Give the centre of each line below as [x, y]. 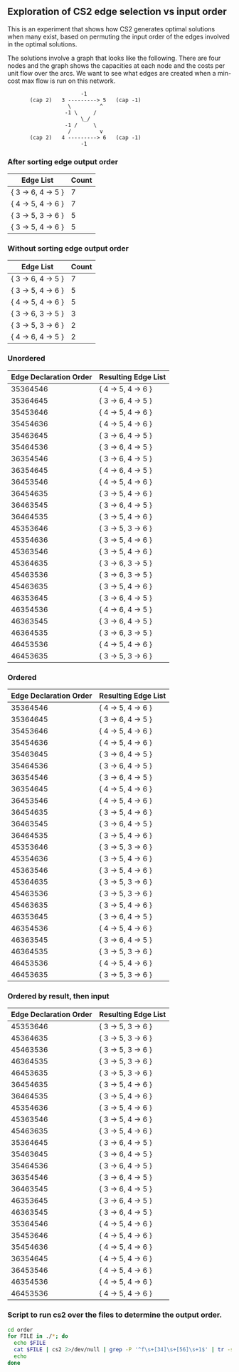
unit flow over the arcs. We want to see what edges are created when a [112, 73]
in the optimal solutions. [42, 44]
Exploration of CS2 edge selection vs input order [117, 12]
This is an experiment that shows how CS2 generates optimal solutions [111, 29]
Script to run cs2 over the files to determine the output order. [115, 1315]
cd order [20, 1330]
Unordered [26, 359]
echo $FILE [30, 1343]
